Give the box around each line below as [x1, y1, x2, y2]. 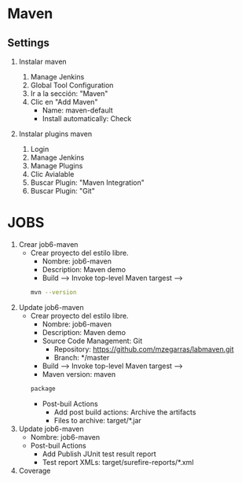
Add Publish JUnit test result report [42, 449, 156, 459]
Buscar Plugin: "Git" [30, 186, 95, 195]
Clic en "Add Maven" [30, 98, 98, 106]
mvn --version [30, 288, 77, 296]
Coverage [18, 466, 51, 475]
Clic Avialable [30, 170, 75, 179]
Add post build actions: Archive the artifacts [53, 407, 196, 417]
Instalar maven [18, 57, 68, 66]
